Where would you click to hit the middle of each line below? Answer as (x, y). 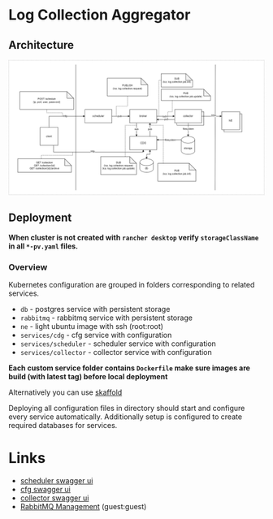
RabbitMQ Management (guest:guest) (83, 506)
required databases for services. (63, 425)
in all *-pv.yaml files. (43, 246)
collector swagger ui (54, 498)
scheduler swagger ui (56, 480)
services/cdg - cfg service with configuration (96, 335)
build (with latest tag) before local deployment (88, 376)
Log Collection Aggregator (100, 15)
